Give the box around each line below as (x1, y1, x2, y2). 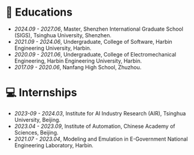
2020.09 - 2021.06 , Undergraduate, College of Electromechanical (14, 50, 177, 58)
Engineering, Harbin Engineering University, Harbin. (14, 57, 142, 64)
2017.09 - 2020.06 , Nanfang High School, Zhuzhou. (14, 63, 142, 71)
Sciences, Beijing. (14, 129, 59, 136)
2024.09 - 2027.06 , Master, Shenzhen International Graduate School (14, 25, 184, 32)
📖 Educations (5, 5, 73, 19)
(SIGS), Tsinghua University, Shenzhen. (14, 31, 112, 38)
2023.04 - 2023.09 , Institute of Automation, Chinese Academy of (14, 123, 175, 130)
